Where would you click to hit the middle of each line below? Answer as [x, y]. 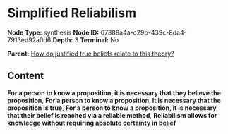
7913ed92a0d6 [29, 39]
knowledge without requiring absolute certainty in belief [92, 123]
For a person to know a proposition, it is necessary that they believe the [114, 92]
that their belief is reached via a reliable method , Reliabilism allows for [112, 115]
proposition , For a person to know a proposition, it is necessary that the [114, 100]
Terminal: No [100, 39]
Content [26, 76]
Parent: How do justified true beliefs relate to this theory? [91, 54]
